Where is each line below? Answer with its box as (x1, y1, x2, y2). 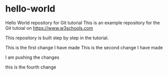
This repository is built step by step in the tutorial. (5, 35, 109, 41)
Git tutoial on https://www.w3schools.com (5, 25, 93, 31)
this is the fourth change (5, 64, 57, 70)
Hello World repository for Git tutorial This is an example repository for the (5, 20, 160, 26)
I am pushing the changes (5, 54, 59, 60)
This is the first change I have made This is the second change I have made (5, 44, 163, 50)
